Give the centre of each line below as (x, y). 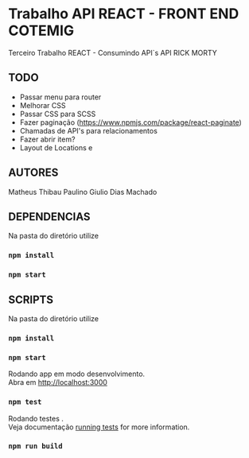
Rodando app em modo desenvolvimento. (77, 374)
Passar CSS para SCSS (58, 114)
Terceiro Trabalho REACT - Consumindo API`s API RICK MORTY (113, 52)
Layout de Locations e (56, 147)
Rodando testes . (36, 418)
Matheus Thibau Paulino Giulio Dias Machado (83, 192)
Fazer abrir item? (47, 139)
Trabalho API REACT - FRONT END (124, 14)
